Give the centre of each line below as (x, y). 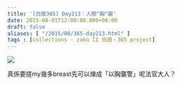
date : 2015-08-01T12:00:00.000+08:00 (63, 20)
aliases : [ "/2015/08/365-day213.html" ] (69, 33)
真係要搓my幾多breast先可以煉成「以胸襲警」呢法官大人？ (92, 74)
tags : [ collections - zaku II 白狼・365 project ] (82, 40)
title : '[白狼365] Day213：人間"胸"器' (62, 14)
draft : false (26, 27)
